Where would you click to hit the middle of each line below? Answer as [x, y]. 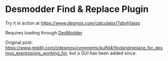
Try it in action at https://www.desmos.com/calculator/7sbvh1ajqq [73, 23]
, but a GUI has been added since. [102, 53]
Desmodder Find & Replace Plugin [77, 9]
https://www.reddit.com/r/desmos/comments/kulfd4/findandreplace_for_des [84, 47]
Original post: [19, 42]
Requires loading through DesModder [44, 32]
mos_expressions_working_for [36, 53]
